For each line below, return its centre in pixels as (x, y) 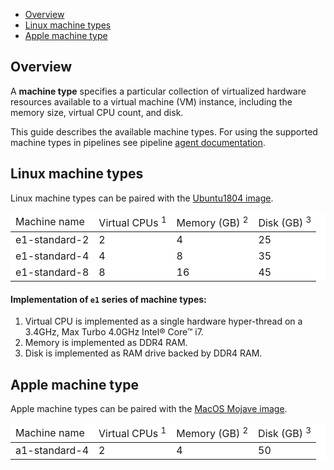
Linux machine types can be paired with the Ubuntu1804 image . (142, 198)
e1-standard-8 (52, 272)
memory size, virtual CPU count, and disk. (97, 112)
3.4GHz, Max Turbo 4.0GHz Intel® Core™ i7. (114, 332)
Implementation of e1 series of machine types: (108, 299)
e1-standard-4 (52, 256)
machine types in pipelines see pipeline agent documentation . (138, 142)
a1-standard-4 (52, 451)
